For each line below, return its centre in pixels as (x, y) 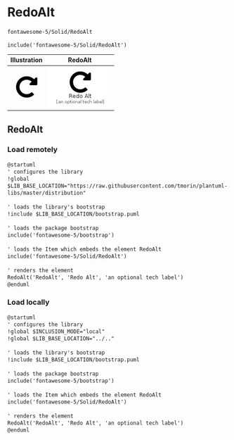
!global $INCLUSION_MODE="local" (56, 332)
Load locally (28, 302)
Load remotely (33, 149)
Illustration (27, 60)
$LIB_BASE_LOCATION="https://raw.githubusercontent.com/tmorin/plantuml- (118, 186)
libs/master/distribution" (47, 193)
